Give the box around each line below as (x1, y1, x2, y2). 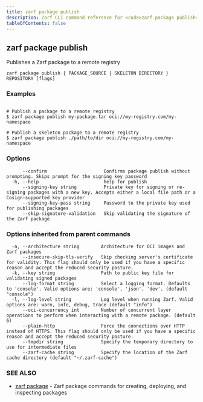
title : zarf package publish (6, 8, 80, 15)
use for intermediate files (6, 344, 77, 351)
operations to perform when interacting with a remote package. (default (6, 312, 196, 318)
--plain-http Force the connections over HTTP (22, 323, 185, 329)
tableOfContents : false (6, 20, 66, 26)
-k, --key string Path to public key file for (11, 270, 174, 276)
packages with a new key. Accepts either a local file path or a (28, 189, 196, 196)
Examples (6, 90, 36, 98)
